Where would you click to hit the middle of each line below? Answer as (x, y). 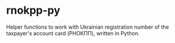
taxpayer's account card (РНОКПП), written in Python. (73, 33)
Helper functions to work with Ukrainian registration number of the (88, 27)
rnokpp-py (33, 10)
